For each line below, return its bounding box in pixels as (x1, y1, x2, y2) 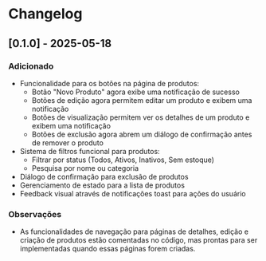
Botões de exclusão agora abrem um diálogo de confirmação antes (31, 129, 252, 139)
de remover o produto (31, 137, 104, 148)
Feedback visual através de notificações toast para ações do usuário (19, 188, 246, 198)
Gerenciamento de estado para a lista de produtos (19, 180, 186, 190)
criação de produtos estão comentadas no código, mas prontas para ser (19, 235, 258, 245)
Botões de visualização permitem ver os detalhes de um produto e (31, 113, 250, 122)
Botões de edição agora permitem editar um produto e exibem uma (31, 95, 252, 105)
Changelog (8, 5, 83, 23)
